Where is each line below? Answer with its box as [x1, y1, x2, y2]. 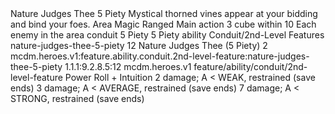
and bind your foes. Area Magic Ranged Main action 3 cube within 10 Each [10, 18, 317, 30]
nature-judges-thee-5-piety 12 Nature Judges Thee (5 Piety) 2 [10, 40, 268, 51]
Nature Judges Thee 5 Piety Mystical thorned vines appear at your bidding [10, 8, 318, 19]
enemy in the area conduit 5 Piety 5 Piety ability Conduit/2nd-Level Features [10, 29, 325, 41]
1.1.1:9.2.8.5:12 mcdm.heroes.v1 [64, 61, 192, 72]
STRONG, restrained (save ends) [10, 93, 145, 104]
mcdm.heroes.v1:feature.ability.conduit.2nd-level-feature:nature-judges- [10, 50, 310, 62]
